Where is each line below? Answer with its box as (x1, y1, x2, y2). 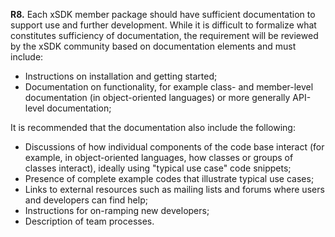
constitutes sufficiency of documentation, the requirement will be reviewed (10, 30, 319, 41)
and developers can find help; (24, 194, 148, 206)
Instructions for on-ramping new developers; (24, 205, 210, 216)
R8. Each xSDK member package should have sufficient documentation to (10, 9, 316, 20)
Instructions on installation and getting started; (24, 70, 218, 82)
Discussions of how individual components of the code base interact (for (24, 141, 325, 153)
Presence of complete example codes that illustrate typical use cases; (24, 173, 315, 184)
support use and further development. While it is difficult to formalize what (10, 19, 317, 31)
